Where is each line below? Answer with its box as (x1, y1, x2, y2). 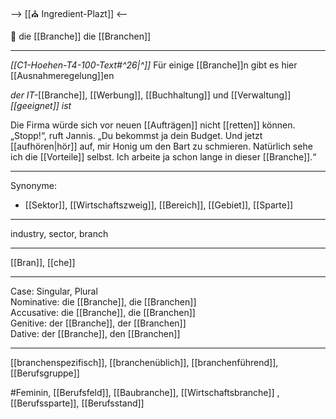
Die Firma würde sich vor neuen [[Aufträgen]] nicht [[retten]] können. (10, 119, 296, 131)
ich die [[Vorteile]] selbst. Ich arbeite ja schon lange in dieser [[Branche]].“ (10, 151, 317, 163)
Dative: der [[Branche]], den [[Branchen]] (10, 328, 181, 339)
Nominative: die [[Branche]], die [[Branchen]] (10, 296, 197, 308)
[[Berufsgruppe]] (10, 367, 80, 379)
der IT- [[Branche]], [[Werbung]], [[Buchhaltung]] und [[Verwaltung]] (10, 89, 292, 101)
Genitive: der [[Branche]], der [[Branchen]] (10, 317, 187, 329)
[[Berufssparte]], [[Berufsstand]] (10, 397, 145, 409)
